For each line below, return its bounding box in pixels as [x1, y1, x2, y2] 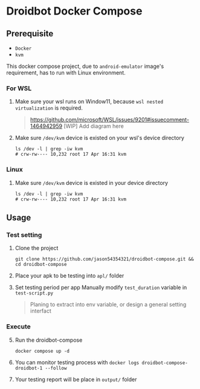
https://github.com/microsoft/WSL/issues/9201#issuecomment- [30, 116, 189, 124]
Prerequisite [6, 28, 54, 39]
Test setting [6, 230, 42, 239]
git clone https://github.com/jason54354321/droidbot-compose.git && [15, 256, 195, 262]
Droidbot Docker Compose [6, 4, 143, 18]
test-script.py [15, 290, 54, 296]
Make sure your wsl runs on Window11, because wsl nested [15, 98, 164, 105]
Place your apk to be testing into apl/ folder [15, 272, 124, 279]
